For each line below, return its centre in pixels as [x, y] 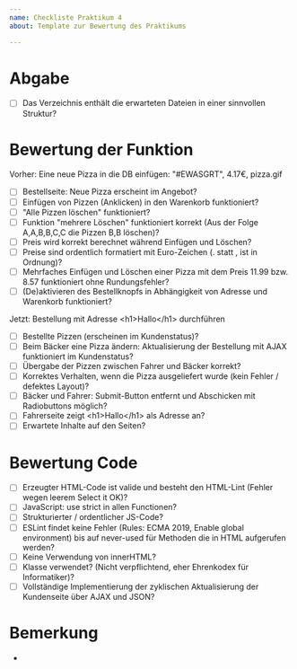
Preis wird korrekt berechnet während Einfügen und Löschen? [137, 242]
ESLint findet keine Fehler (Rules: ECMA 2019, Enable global [133, 527]
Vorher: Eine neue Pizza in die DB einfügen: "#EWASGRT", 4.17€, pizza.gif [146, 174]
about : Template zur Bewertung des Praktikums [98, 26]
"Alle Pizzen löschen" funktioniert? [86, 212]
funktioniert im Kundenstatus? [78, 357]
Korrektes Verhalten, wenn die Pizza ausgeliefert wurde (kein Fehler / [150, 376]
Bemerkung [54, 633]
